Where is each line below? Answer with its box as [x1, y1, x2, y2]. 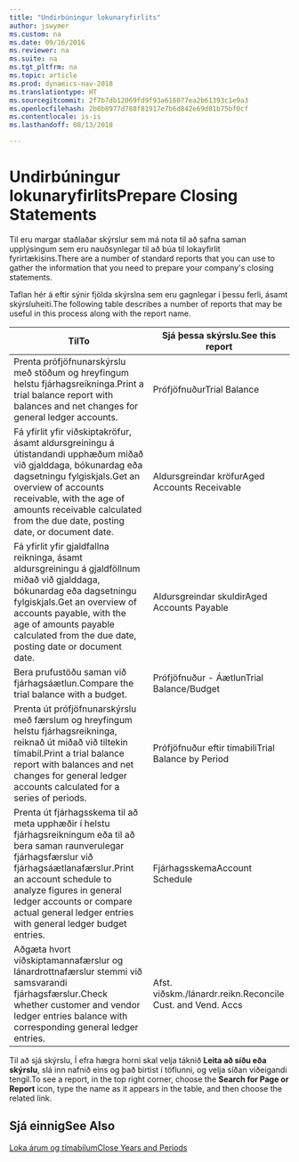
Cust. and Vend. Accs [152, 998, 243, 1011]
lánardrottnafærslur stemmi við [13, 965, 142, 978]
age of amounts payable [13, 618, 116, 630]
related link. [9, 1093, 53, 1103]
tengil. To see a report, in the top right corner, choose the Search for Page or [9, 1074, 289, 1085]
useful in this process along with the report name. [9, 308, 191, 319]
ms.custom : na [9, 29, 62, 38]
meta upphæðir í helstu [13, 817, 110, 829]
